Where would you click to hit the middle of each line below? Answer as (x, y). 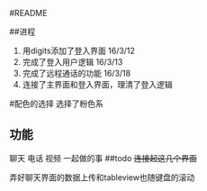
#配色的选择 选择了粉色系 (56, 104)
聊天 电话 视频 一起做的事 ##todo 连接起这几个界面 (103, 158)
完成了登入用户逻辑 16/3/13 (72, 62)
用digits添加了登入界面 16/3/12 (78, 50)
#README (28, 13)
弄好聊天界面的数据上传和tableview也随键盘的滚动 (102, 177)
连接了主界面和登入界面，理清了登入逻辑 (97, 84)
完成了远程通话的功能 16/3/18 (76, 73)
